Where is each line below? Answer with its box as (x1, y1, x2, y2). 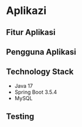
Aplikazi (6, 4, 47, 17)
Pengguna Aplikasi (6, 47, 76, 57)
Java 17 (14, 82, 33, 89)
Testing (6, 112, 35, 122)
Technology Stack (6, 67, 74, 77)
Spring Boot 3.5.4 (14, 89, 57, 96)
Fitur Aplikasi (6, 27, 56, 37)
